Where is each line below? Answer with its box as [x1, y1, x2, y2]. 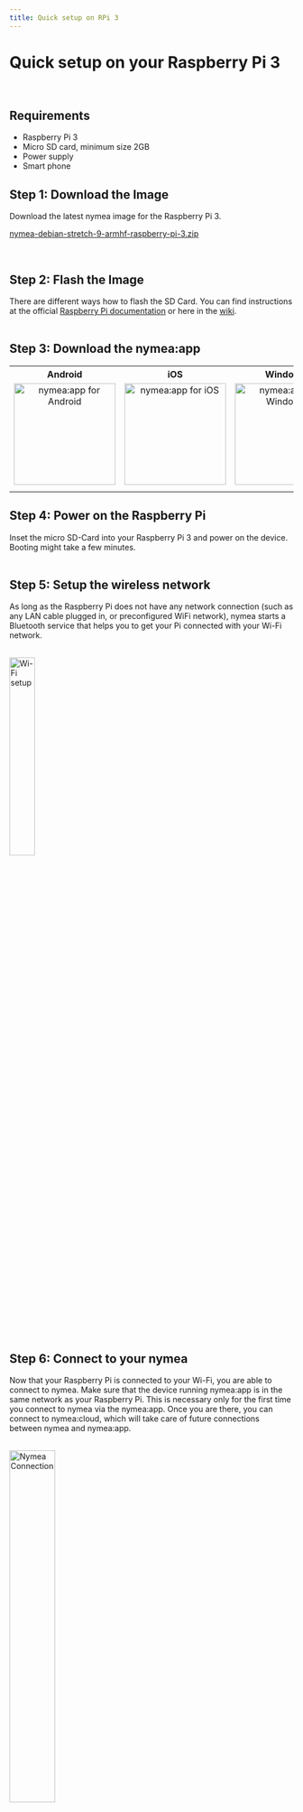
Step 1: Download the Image [9, 187, 170, 202]
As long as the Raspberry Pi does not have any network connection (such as [9, 601, 294, 612]
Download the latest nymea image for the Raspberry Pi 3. [9, 211, 222, 222]
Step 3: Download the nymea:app [9, 341, 201, 356]
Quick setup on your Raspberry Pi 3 [9, 51, 281, 72]
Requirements [9, 107, 90, 123]
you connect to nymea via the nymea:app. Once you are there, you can [9, 1404, 273, 1415]
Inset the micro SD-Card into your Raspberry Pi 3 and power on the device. [9, 532, 289, 542]
